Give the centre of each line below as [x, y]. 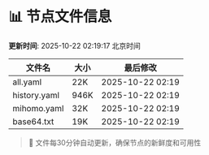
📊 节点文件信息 [60, 17]
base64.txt [33, 121]
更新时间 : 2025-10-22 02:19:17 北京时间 [74, 45]
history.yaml [36, 95]
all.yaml [27, 82]
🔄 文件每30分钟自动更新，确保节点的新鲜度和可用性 [115, 142]
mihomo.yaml [38, 108]
